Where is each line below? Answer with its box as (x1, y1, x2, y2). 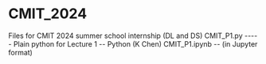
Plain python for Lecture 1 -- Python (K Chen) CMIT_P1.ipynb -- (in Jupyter (13, 39, 258, 48)
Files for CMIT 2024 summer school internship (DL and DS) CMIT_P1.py (8, 31, 243, 40)
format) (8, 47, 33, 57)
